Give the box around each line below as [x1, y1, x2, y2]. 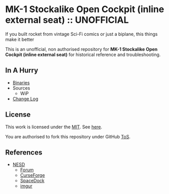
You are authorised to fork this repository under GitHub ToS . [5, 133, 131, 139]
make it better [5, 36, 34, 42]
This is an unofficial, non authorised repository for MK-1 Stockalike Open [5, 46, 158, 52]
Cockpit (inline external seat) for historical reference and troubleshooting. [5, 52, 161, 58]
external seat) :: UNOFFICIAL [5, 14, 129, 26]
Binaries [12, 79, 30, 85]
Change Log [12, 95, 39, 102]
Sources [12, 85, 30, 91]
